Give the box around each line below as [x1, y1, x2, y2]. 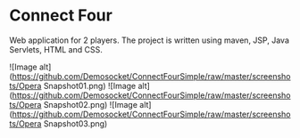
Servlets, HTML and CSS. [9, 44, 103, 54]
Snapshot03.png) [43, 118, 108, 129]
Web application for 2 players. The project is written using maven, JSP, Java [9, 35, 290, 45]
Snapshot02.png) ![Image [43, 99, 138, 110]
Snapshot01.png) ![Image [43, 80, 137, 91]
